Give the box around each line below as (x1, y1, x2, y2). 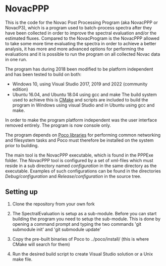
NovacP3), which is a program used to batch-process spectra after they (5, 24, 152, 30)
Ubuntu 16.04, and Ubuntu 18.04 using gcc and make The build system (12, 91, 157, 97)
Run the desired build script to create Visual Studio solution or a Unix (12, 251, 153, 257)
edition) (12, 86, 28, 92)
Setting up (5, 187, 38, 196)
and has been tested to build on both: (5, 71, 82, 77)
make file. (12, 256, 33, 262)
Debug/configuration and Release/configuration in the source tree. (5, 173, 142, 179)
